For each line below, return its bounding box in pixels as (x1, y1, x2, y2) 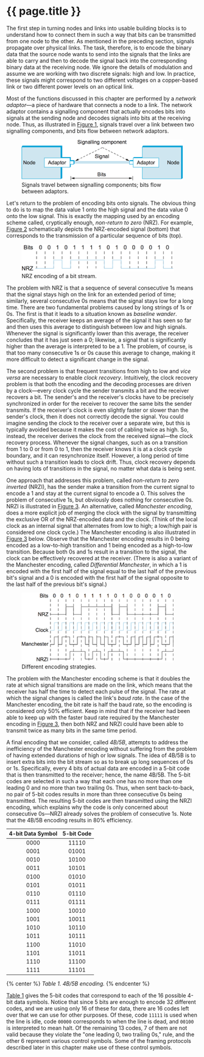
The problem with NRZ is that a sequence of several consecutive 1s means (6, 284, 194, 291)
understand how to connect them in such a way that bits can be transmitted (6, 31, 196, 38)
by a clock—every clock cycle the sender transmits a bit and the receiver (6, 387, 189, 395)
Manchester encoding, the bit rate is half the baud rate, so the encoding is (6, 701, 192, 708)
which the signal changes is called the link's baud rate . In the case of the (6, 694, 190, 701)
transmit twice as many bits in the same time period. (6, 726, 138, 734)
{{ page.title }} (6, 4, 82, 18)
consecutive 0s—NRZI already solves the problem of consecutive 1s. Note (6, 810, 192, 817)
